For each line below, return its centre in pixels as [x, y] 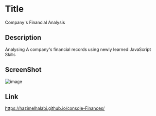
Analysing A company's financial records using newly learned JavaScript [78, 49]
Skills [10, 54]
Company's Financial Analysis [35, 22]
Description [23, 38]
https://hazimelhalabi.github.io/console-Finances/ [55, 108]
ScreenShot [23, 70]
